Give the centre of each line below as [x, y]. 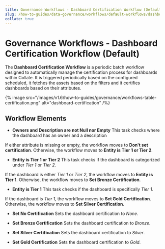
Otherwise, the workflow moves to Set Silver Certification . [65, 204]
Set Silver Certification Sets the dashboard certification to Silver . [78, 233]
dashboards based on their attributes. [43, 88]
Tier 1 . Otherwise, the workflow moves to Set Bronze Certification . [73, 180]
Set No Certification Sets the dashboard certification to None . [75, 214]
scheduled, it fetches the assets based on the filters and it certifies [73, 83]
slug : [11, 14]
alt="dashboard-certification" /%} [76, 103]
